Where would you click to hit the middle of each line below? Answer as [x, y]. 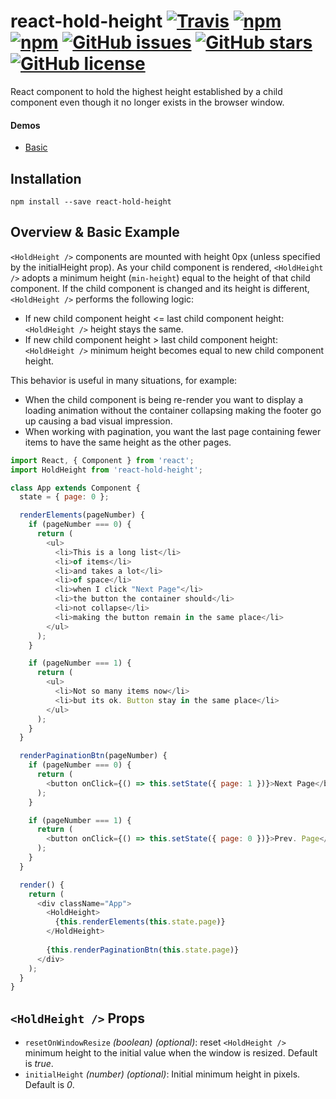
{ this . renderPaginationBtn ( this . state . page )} [143, 950]
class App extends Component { [75, 488]
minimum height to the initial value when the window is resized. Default [171, 1053]
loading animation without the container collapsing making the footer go [173, 410]
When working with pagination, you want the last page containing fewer [173, 431]
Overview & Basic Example [95, 232]
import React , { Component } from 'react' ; [102, 460]
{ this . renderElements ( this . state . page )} [140, 922]
